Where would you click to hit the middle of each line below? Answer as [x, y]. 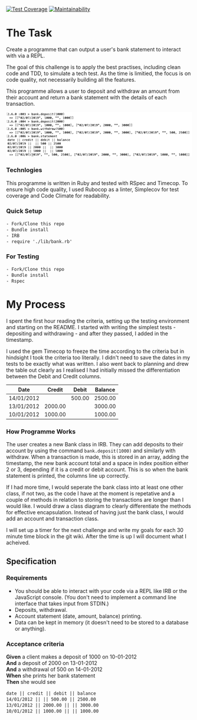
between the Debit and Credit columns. [54, 377]
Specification [31, 561]
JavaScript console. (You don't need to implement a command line [96, 597]
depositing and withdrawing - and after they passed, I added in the [87, 333]
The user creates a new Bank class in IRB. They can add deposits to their [95, 445]
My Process [36, 305]
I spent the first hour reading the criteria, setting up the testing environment [98, 321]
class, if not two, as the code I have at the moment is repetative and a [91, 494]
